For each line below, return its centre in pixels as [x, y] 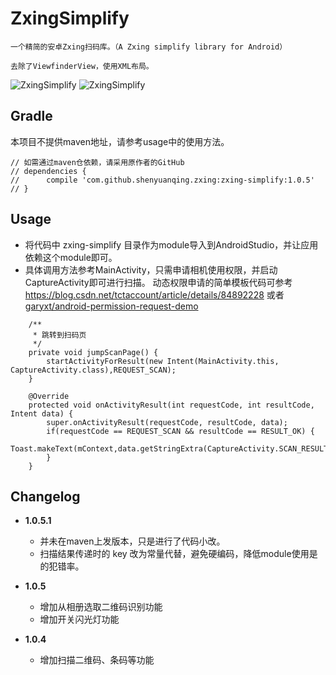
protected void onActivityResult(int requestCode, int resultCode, [171, 405]
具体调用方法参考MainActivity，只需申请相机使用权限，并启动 [151, 269]
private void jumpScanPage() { [93, 352]
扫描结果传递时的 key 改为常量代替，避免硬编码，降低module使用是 [178, 554]
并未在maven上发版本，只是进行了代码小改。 [132, 541]
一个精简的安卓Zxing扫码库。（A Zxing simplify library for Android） [149, 47]
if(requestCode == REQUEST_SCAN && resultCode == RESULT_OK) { [180, 431]
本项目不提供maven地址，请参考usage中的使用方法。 [120, 141]
